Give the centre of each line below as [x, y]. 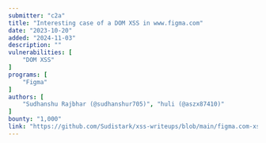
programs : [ [28, 75]
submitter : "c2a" [37, 15]
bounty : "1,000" [35, 119]
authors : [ [26, 97]
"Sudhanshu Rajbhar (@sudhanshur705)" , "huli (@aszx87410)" [123, 104]
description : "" [35, 45]
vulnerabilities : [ [40, 52]
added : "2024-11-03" [42, 38]
